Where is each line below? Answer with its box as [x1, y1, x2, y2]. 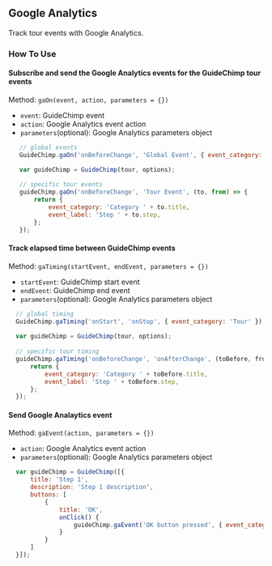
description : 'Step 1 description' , [29, 483, 154, 492]
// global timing [15, 309, 74, 318]
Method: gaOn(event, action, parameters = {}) [8, 95, 169, 104]
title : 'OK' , [59, 505, 104, 513]
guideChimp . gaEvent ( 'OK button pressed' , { [73, 521, 223, 529]
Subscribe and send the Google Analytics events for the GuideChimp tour [8, 68, 261, 78]
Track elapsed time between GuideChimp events [8, 243, 176, 253]
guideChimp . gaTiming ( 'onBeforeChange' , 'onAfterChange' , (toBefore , [15, 355, 252, 364]
